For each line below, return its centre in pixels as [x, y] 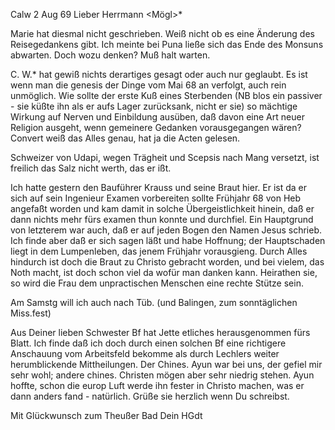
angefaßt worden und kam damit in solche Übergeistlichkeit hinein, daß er [162, 208]
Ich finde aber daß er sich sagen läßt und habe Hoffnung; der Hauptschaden [168, 240]
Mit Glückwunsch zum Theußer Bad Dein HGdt [106, 415]
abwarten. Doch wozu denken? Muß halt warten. [110, 55]
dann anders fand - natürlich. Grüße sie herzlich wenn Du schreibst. [150, 396]
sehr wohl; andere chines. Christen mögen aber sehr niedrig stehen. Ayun [162, 375]
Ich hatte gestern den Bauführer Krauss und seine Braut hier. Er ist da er [158, 187]
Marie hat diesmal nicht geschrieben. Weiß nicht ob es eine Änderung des [162, 33]
